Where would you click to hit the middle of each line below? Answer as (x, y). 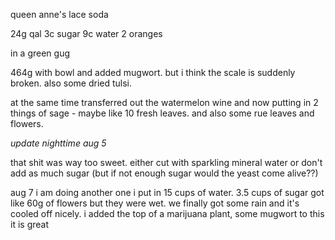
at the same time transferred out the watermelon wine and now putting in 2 (164, 102)
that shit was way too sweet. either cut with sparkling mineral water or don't (166, 162)
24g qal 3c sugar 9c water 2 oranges (86, 33)
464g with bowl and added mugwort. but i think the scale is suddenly (153, 72)
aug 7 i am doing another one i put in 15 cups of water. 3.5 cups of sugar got (167, 192)
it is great (29, 224)
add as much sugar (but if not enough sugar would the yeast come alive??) (164, 173)
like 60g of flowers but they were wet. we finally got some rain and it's (155, 203)
